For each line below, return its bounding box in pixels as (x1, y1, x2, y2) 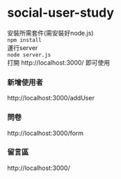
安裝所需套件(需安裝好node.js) (7, 29, 94, 37)
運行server (7, 43, 38, 52)
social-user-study (7, 5, 115, 21)
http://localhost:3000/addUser (7, 94, 95, 102)
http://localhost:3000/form (7, 129, 84, 137)
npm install (7, 36, 42, 43)
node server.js (7, 51, 51, 59)
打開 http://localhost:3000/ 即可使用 (7, 58, 111, 67)
